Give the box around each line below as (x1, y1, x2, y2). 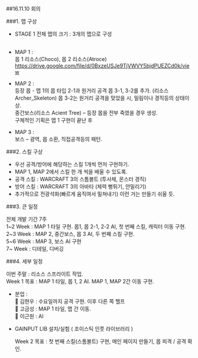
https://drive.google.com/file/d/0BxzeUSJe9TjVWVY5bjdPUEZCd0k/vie (14, 62, 190, 69)
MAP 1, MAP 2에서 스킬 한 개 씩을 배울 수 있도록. (14, 168, 128, 175)
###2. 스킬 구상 (6, 148, 43, 155)
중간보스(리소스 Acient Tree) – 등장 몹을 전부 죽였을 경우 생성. (14, 109, 158, 116)
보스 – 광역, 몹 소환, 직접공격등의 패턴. (14, 136, 102, 142)
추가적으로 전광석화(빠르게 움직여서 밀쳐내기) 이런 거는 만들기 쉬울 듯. (14, 190, 175, 197)
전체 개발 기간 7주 (6, 216, 47, 222)
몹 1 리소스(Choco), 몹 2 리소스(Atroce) (14, 56, 108, 62)
